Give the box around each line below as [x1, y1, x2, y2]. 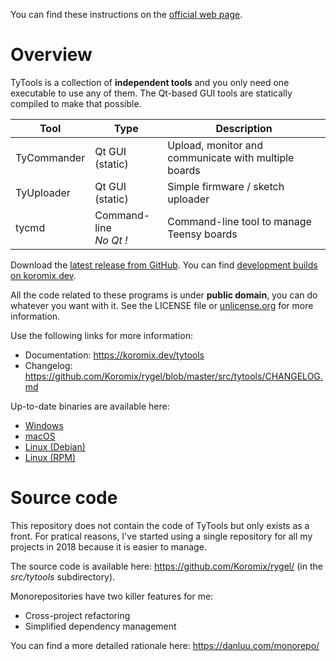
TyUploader [15, 185, 71, 199]
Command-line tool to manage [167, 214, 312, 228]
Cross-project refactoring [24, 609, 131, 621]
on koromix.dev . [10, 269, 77, 281]
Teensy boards [167, 227, 238, 241]
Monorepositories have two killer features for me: [10, 590, 214, 602]
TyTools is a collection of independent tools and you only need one [10, 76, 290, 88]
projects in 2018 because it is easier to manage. [10, 540, 207, 553]
